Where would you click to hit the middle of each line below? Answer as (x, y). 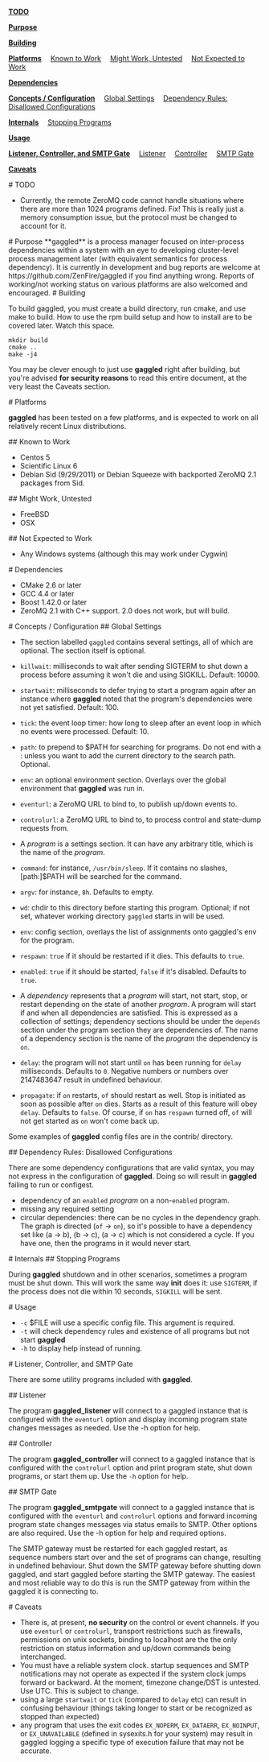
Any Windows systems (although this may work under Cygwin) (124, 554)
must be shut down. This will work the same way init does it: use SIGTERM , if (133, 1283)
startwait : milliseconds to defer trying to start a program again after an (138, 690)
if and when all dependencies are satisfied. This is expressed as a (129, 1013)
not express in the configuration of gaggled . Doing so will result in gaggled (132, 1176)
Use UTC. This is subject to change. (79, 1691)
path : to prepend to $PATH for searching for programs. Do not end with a (141, 747)
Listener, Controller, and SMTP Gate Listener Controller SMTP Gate (131, 153)
